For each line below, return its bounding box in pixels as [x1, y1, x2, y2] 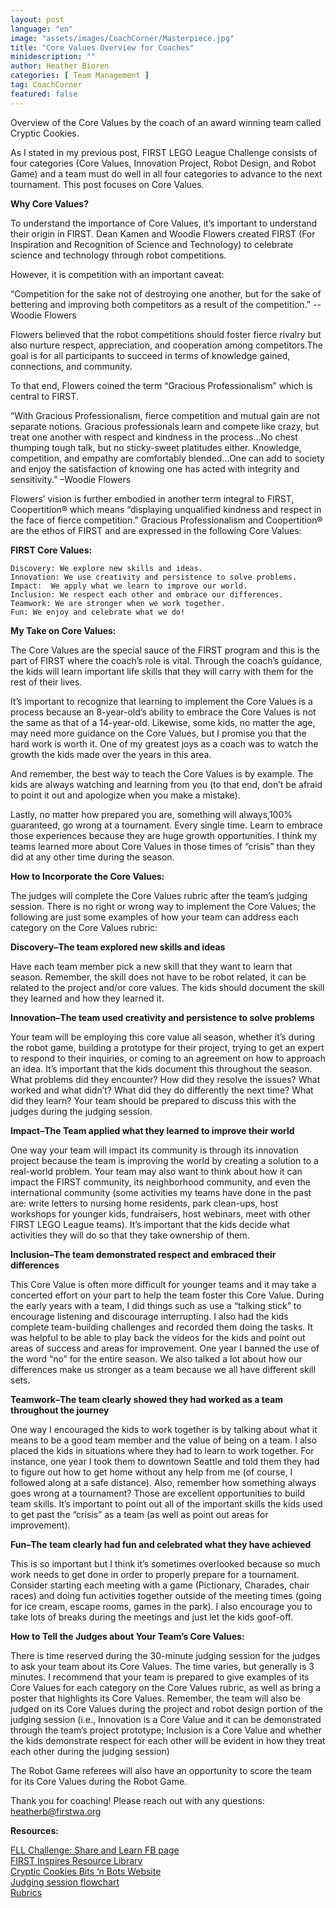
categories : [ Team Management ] [10, 71, 150, 81]
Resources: [10, 1824, 59, 1836]
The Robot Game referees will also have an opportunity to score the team [10, 1764, 312, 1776]
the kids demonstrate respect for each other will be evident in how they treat [10, 1734, 326, 1746]
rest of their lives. [10, 676, 83, 688]
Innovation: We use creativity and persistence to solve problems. [10, 572, 298, 582]
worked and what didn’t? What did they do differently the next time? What [10, 1084, 314, 1096]
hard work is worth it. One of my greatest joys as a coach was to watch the [10, 737, 319, 750]
